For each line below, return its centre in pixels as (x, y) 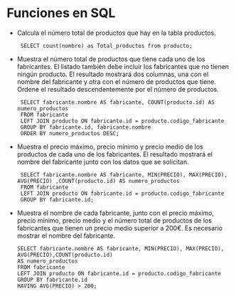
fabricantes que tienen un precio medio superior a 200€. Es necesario (120, 228)
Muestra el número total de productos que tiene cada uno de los (111, 59)
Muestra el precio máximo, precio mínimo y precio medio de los (110, 147)
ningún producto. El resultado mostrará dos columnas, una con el (113, 74)
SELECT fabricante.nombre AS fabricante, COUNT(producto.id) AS (117, 102)
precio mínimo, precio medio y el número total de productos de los (114, 220)
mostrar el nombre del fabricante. (66, 236)
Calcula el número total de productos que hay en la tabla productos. (116, 33)
